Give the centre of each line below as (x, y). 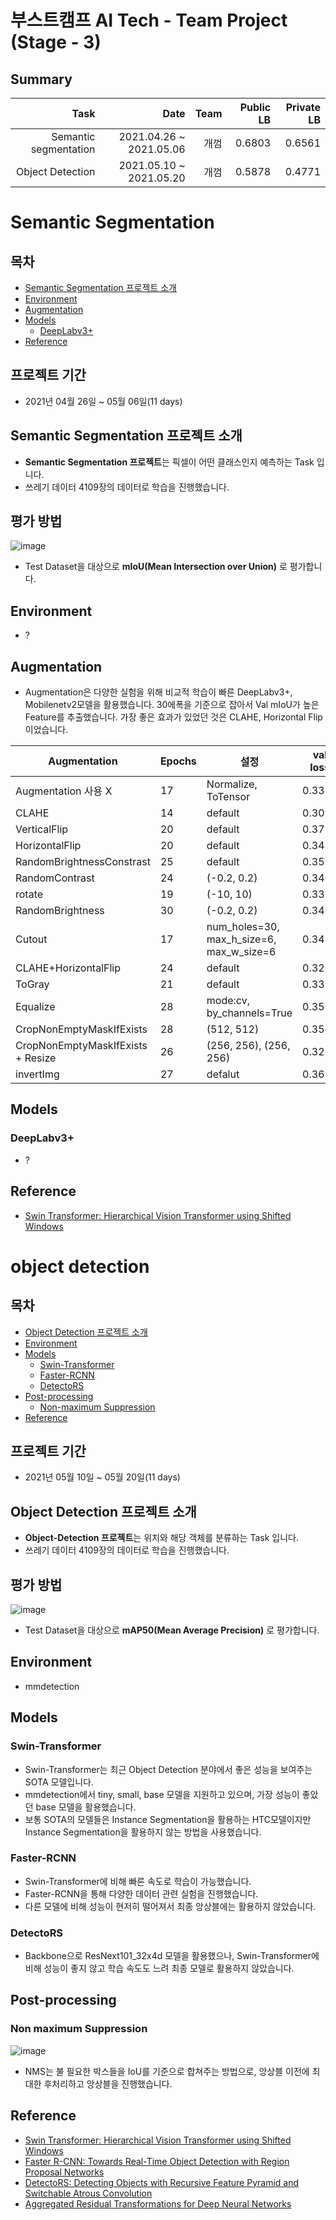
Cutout (31, 939)
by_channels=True (249, 1013)
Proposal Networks (64, 2172)
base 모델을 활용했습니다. (86, 1807)
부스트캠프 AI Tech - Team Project (149, 20)
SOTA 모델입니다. (59, 1782)
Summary (41, 79)
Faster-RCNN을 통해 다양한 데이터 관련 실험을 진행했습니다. (141, 1893)
